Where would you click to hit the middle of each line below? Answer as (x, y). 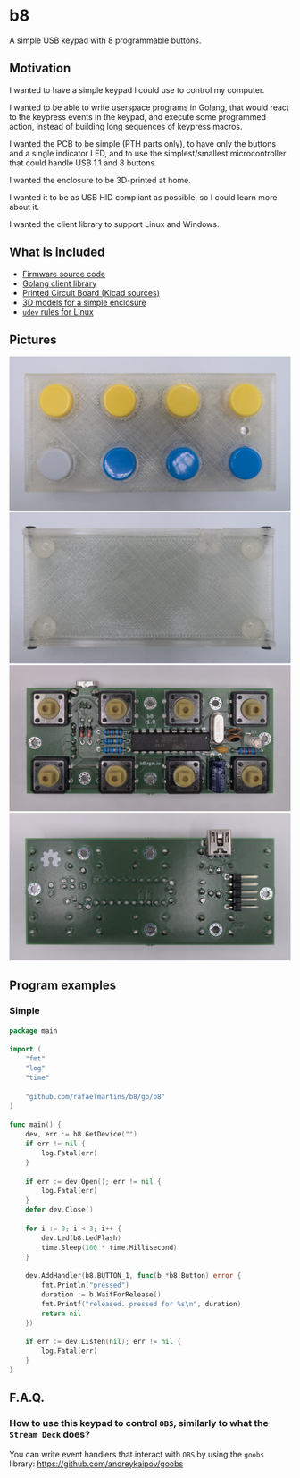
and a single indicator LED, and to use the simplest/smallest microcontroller (148, 153)
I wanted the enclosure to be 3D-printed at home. (100, 180)
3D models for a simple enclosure (84, 302)
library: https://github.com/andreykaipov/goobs (96, 1464)
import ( (25, 1050)
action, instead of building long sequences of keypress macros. (126, 126)
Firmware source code (63, 274)
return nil (62, 1313)
